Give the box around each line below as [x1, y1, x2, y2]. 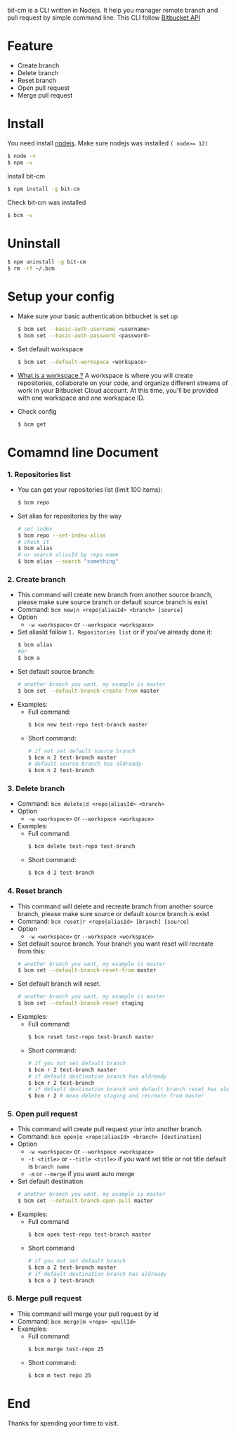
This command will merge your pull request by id [17, 1310, 159, 1318]
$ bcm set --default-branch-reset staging [17, 1000, 144, 1007]
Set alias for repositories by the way [17, 511, 122, 520]
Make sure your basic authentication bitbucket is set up [17, 312, 178, 320]
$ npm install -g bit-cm [7, 185, 80, 193]
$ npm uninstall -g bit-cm [7, 259, 86, 266]
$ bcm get [17, 421, 47, 428]
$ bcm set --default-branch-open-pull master [17, 1197, 153, 1204]
